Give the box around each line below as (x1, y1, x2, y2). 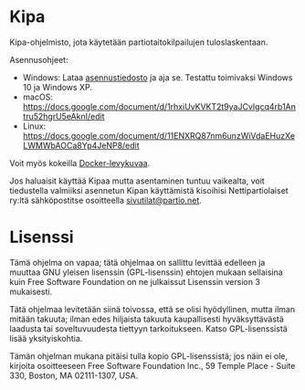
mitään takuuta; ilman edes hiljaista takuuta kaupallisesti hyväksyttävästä (9, 313, 285, 324)
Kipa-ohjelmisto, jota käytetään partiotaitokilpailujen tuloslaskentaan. (9, 37, 268, 47)
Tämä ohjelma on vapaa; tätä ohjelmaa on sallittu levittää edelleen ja (9, 257, 266, 268)
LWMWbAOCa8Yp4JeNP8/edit (22, 140, 140, 151)
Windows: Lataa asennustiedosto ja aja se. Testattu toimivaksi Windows (22, 71, 293, 83)
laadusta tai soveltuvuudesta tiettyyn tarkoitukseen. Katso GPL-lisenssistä (9, 322, 288, 334)
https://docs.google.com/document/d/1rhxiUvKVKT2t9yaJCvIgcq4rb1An (22, 100, 297, 111)
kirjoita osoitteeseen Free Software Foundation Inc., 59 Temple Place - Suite (9, 360, 296, 371)
